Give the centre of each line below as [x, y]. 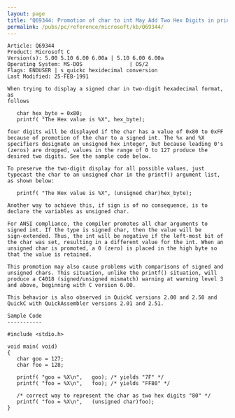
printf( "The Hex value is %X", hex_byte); [81, 120]
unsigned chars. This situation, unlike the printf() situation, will [112, 273]
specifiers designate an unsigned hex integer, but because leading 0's [115, 144]
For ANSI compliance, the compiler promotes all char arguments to [108, 224]
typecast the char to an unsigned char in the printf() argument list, [114, 175]
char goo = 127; [40, 359]
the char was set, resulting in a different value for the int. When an [115, 243]
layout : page [26, 14]
